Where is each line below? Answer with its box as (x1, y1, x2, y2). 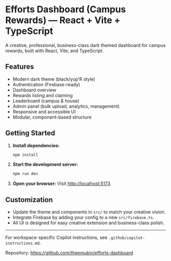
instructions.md (5, 241, 40, 246)
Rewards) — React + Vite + (5, 14, 121, 26)
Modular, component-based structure (12, 114, 92, 120)
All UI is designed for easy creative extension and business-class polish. (12, 220, 165, 226)
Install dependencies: (12, 142, 60, 149)
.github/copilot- (108, 235, 145, 241)
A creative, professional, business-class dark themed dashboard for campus (5, 42, 166, 48)
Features (5, 62, 34, 71)
